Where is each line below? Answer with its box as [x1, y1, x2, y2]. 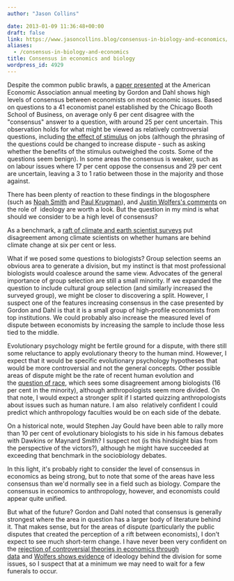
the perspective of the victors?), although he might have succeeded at [7, 443, 209, 452]
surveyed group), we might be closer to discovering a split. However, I [7, 291, 208, 299]
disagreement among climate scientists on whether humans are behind [7, 233, 211, 241]
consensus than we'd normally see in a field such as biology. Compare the [7, 479, 221, 488]
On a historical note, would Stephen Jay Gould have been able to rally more [7, 422, 224, 430]
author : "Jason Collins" [7, 10, 79, 17]
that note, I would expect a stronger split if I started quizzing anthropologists [7, 393, 226, 401]
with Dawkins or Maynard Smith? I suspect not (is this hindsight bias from [7, 436, 218, 445]
